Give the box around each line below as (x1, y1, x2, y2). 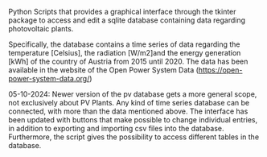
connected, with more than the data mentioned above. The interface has (8, 106, 249, 116)
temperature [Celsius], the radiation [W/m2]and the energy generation (8, 48, 241, 57)
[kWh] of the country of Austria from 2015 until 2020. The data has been (8, 56, 249, 66)
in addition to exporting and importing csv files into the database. (8, 124, 224, 133)
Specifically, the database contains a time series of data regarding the (8, 39, 240, 49)
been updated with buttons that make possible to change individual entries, (8, 115, 258, 124)
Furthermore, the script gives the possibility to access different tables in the (8, 132, 260, 142)
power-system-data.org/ (8, 74, 90, 83)
